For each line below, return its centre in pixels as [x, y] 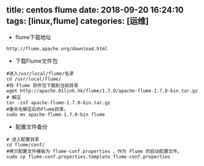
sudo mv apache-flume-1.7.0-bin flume [56, 115]
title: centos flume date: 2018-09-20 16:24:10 [95, 10]
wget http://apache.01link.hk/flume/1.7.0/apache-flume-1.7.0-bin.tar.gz [102, 91]
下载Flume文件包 [36, 61]
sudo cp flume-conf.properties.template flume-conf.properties [89, 157]
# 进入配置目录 [23, 139]
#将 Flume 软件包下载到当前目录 [42, 85]
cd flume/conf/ [26, 145]
